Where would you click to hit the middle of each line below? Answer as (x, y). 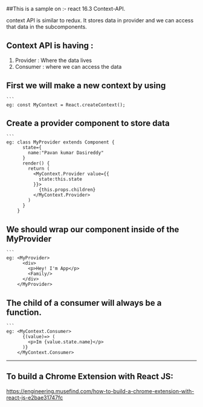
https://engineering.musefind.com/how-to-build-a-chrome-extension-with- (100, 391)
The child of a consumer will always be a (84, 303)
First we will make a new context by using (86, 86)
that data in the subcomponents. (47, 27)
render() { (36, 163)
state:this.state (60, 179)
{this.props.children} (67, 190)
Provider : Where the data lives (53, 60)
